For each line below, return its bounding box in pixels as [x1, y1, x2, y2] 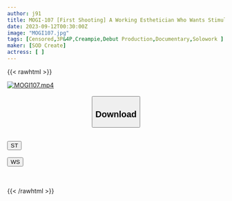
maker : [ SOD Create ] [7, 42, 67, 49]
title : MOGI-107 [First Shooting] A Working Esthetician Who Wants [7, 17, 206, 23]
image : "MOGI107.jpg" [7, 29, 70, 37]
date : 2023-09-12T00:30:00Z [7, 23, 88, 30]
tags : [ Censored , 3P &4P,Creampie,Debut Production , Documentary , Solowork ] [7, 36, 224, 43]
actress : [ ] [7, 49, 45, 56]
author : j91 [7, 10, 41, 17]
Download [95, 108, 137, 119]
